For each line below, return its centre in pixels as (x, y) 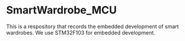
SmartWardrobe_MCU (62, 10)
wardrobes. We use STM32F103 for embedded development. (81, 32)
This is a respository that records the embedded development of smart (92, 26)
